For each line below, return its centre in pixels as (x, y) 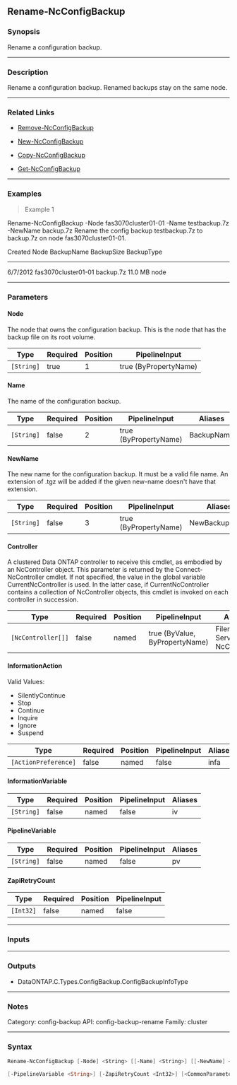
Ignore (27, 725)
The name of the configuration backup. (64, 401)
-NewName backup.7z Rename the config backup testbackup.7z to (105, 230)
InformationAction (35, 665)
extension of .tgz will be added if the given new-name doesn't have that (112, 482)
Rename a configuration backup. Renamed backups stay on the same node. (117, 87)
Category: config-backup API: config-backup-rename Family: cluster (108, 1022)
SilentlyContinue (41, 695)
